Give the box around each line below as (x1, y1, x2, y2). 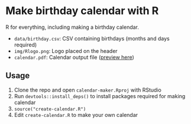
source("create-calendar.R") (14, 106, 86, 112)
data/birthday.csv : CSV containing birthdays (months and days (14, 35, 170, 42)
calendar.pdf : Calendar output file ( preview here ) (14, 53, 134, 61)
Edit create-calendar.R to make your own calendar (14, 111, 138, 118)
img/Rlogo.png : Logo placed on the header (14, 47, 118, 54)
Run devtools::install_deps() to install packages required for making (14, 92, 186, 99)
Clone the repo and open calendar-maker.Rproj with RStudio (14, 86, 162, 93)
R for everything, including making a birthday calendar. (5, 24, 140, 31)
